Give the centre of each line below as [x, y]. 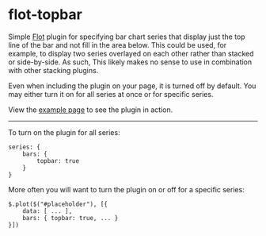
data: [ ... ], [47, 211]
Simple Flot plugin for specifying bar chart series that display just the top [127, 37]
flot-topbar [46, 15]
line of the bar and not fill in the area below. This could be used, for [118, 44]
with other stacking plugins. [53, 70]
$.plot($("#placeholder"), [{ [58, 204]
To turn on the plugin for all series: [64, 132]
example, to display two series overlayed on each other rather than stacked [131, 53]
